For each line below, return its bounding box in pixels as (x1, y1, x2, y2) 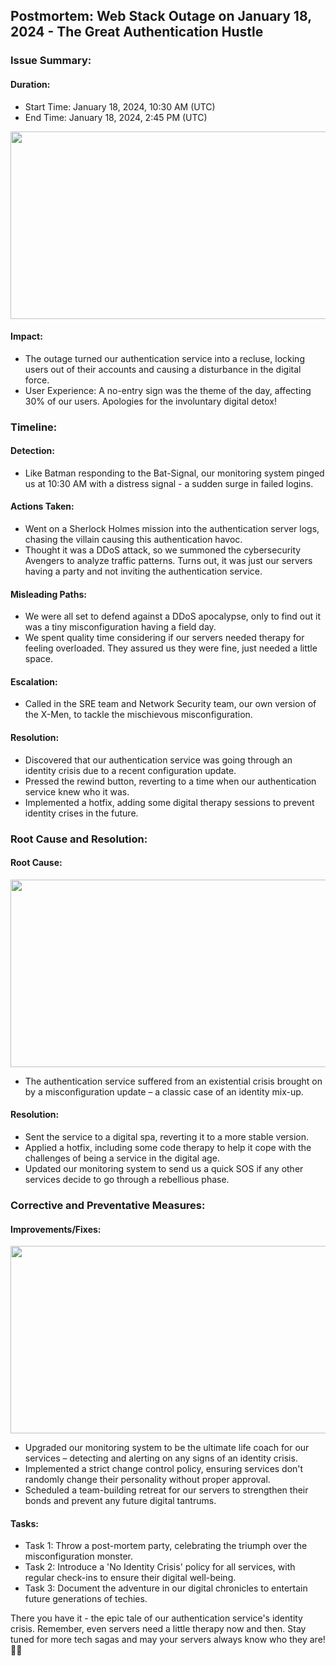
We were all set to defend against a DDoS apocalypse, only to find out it (24, 610, 322, 623)
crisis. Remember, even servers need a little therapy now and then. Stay (10, 1623, 307, 1635)
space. (24, 653, 53, 665)
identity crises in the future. (24, 807, 139, 819)
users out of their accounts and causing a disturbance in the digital (24, 363, 302, 375)
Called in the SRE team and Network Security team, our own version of (24, 698, 317, 710)
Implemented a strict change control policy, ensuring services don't (24, 1463, 304, 1475)
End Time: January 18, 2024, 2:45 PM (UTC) (24, 111, 208, 123)
